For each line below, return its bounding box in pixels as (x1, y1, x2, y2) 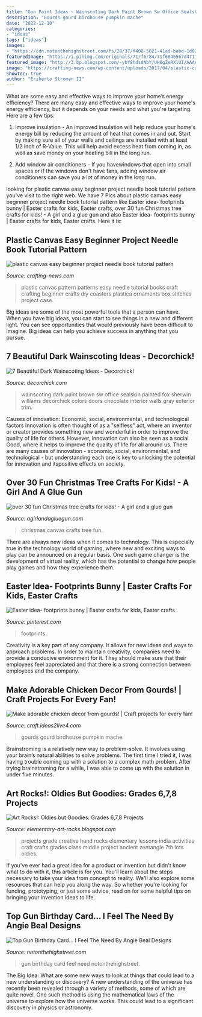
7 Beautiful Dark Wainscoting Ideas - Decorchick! (6, 351, 195, 362)
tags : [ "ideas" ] (6, 37, 47, 43)
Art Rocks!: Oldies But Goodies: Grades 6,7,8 (6, 788, 177, 799)
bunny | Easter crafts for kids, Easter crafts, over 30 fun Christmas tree (6, 204, 182, 212)
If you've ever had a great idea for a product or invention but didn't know (6, 862, 186, 869)
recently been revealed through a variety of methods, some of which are (6, 984, 186, 992)
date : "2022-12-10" (6, 20, 55, 26)
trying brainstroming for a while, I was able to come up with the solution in (6, 764, 190, 772)
